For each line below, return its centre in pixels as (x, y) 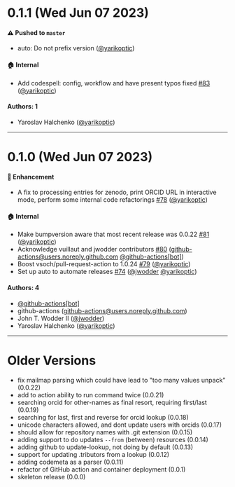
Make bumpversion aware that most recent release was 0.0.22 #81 (113, 234)
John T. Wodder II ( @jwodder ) (61, 318)
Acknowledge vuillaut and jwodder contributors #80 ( (94, 249)
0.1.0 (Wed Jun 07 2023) (80, 157)
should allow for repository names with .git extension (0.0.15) (105, 432)
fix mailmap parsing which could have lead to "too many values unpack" (121, 380)
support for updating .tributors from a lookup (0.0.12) (93, 454)
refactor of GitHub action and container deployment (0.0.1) (101, 469)
